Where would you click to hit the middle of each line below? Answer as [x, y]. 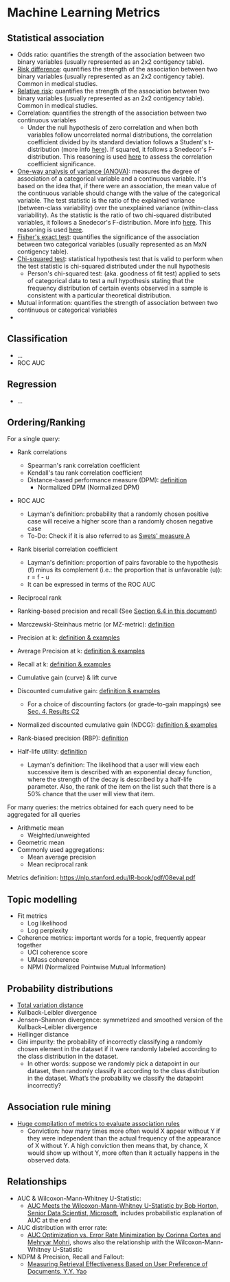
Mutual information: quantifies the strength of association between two [117, 303]
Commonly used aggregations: [60, 850]
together [29, 945]
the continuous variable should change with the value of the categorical [118, 193]
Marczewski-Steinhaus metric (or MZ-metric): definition [96, 625]
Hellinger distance [43, 1035]
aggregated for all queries [44, 815]
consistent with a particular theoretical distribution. [99, 295]
